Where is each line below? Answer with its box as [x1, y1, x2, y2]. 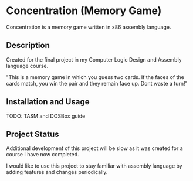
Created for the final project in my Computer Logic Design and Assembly [6, 56, 182, 63]
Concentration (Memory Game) [6, 4, 162, 18]
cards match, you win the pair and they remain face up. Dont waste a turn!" [6, 80, 188, 87]
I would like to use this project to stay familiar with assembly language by [6, 162, 183, 169]
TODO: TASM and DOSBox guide [6, 112, 86, 119]
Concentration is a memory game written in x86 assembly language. [6, 23, 171, 30]
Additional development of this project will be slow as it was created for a [6, 145, 183, 152]
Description [6, 40, 50, 50]
